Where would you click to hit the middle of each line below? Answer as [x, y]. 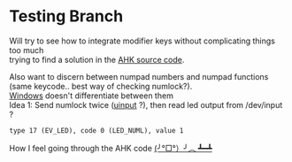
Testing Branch [66, 16]
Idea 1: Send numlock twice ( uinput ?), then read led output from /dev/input [146, 104]
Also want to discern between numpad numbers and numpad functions [139, 76]
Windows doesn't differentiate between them [92, 96]
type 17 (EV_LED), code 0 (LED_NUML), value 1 [96, 130]
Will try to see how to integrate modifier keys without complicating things [142, 41]
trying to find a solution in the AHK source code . [97, 59]
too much [27, 50]
